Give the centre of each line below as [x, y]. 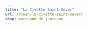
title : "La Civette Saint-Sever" [40, 10]
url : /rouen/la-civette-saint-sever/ [44, 14]
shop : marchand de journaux [34, 19]
